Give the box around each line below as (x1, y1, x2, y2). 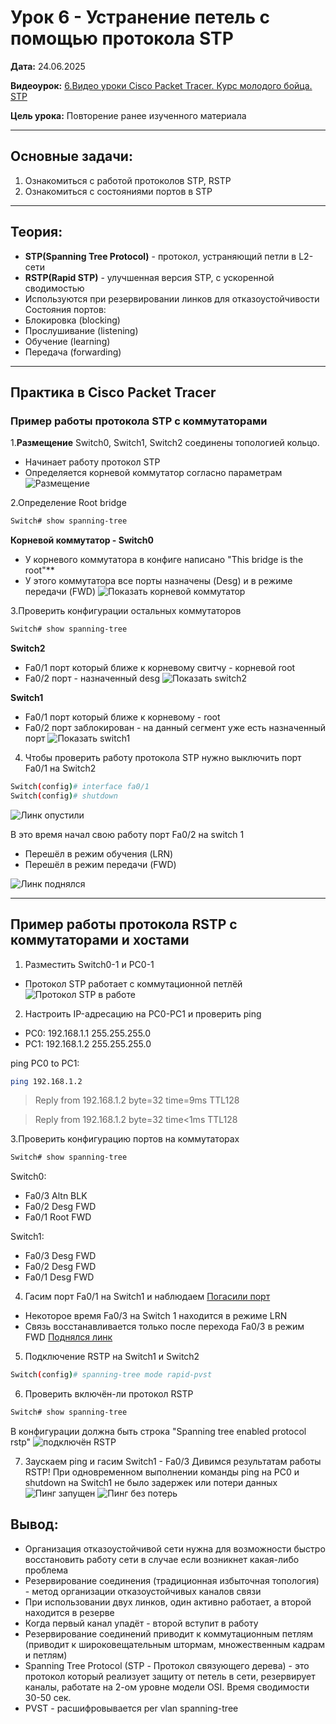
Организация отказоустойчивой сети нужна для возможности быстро (24, 1542, 326, 1555)
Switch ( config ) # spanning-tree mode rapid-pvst (10, 1370, 213, 1380)
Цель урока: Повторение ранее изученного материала (10, 109, 247, 121)
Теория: (10, 224, 63, 241)
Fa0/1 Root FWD (24, 1211, 92, 1223)
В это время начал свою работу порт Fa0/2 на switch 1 (10, 828, 245, 840)
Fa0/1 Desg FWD (24, 1271, 95, 1283)
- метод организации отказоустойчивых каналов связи (24, 1585, 262, 1597)
